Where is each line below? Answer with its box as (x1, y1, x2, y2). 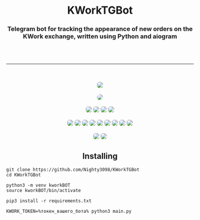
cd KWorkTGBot (6, 172, 42, 178)
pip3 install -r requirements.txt (6, 198, 92, 204)
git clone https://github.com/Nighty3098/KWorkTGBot (6, 167, 140, 173)
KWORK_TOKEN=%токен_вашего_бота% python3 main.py (6, 209, 132, 215)
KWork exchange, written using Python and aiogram (23, 32, 177, 40)
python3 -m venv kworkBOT (6, 183, 70, 188)
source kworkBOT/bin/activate (6, 188, 82, 194)
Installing (82, 151, 118, 161)
